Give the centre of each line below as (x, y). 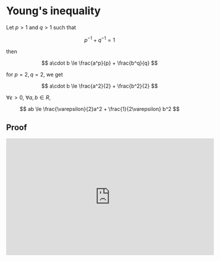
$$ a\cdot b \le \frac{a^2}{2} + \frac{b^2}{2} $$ (100, 86)
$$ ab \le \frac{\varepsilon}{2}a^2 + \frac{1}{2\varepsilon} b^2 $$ (100, 109)
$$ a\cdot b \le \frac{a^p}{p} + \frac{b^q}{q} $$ (100, 63)
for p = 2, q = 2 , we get (35, 74)
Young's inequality (53, 11)
